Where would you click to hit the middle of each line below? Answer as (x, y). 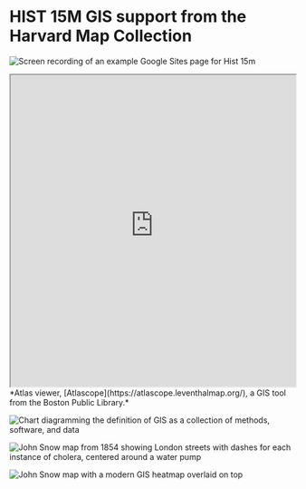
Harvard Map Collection (101, 36)
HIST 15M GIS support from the (128, 17)
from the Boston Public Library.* (69, 402)
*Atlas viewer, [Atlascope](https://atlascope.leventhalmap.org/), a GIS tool (148, 393)
